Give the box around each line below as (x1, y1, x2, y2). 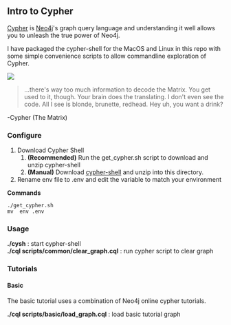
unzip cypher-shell (27, 161, 81, 169)
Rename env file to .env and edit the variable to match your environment (16, 176, 222, 184)
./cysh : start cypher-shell (7, 240, 81, 248)
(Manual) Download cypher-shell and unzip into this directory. (27, 168, 204, 176)
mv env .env (7, 208, 45, 216)
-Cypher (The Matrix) (7, 113, 67, 121)
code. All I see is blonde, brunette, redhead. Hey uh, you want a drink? (23, 100, 223, 108)
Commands (7, 189, 41, 197)
